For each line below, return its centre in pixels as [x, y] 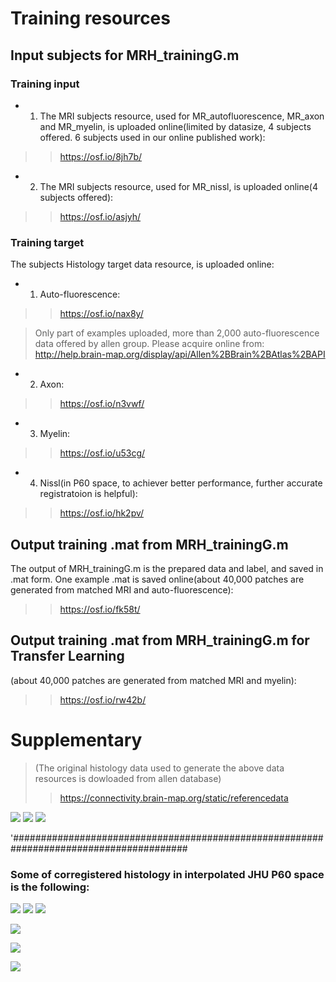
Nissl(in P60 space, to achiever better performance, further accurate [181, 483]
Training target [47, 242]
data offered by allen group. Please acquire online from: [149, 344]
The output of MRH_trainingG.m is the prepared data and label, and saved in [167, 568]
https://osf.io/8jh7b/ [101, 156]
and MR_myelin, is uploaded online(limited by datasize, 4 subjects [175, 126]
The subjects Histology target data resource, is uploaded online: [142, 264]
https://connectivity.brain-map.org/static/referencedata [174, 798]
